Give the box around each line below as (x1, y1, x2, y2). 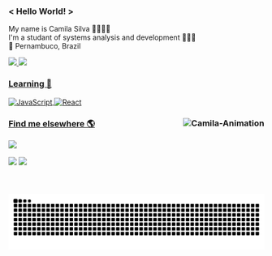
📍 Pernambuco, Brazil (8, 41, 81, 51)
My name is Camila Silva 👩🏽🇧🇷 (8, 24, 111, 34)
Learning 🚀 (8, 79, 53, 90)
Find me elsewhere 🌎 (8, 118, 96, 130)
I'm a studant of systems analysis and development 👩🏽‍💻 (8, 32, 196, 42)
